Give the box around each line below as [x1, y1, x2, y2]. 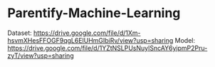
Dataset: [7, 29, 32, 37]
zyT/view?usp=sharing [7, 51, 74, 60]
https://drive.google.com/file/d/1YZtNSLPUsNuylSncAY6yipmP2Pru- [7, 43, 208, 52]
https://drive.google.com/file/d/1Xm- [33, 29, 141, 37]
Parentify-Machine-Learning [7, 5, 181, 21]
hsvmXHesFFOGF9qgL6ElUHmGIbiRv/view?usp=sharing [7, 36, 174, 44]
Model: [174, 36, 196, 44]
